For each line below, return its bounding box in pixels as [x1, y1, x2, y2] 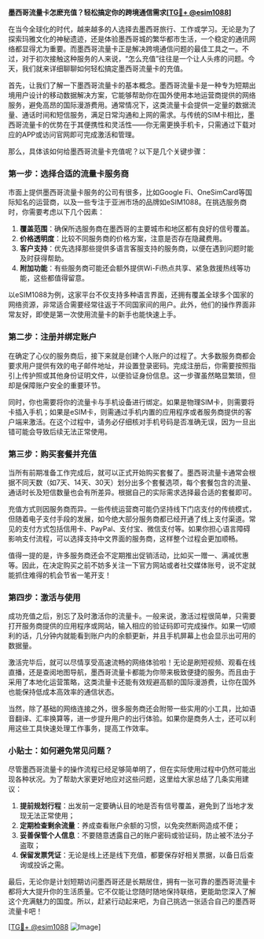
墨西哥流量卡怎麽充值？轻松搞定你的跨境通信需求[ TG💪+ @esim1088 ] [8, 8, 232, 17]
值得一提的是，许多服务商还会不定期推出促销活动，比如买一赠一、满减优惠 [8, 550, 249, 560]
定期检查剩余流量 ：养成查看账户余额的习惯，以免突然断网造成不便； [19, 821, 240, 830]
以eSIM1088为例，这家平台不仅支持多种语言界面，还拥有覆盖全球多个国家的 [8, 290, 254, 300]
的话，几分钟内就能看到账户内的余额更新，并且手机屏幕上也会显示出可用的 [14, 631, 256, 641]
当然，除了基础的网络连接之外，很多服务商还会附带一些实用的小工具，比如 [8, 704, 249, 714]
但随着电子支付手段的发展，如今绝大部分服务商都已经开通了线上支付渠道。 [8, 514, 249, 524]
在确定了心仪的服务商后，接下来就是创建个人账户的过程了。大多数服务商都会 [8, 351, 256, 360]
